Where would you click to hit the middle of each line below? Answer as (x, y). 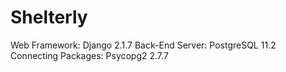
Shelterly (49, 17)
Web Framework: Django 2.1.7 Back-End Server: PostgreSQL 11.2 (143, 45)
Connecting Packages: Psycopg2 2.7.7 (89, 55)
